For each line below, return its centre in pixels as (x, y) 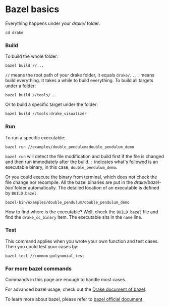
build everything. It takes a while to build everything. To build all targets (79, 81)
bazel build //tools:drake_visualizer (46, 114)
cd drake (14, 32)
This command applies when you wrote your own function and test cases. (82, 241)
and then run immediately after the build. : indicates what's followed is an (82, 162)
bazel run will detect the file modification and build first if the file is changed (85, 156)
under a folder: (21, 86)
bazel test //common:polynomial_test (45, 256)
